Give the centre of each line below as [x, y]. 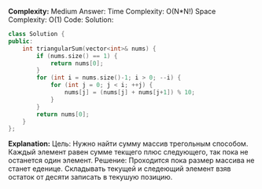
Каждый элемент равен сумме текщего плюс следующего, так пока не [128, 152]
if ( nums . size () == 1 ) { [77, 56]
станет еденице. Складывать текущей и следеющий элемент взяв [120, 169]
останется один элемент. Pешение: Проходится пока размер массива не [131, 161]
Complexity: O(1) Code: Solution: [61, 20]
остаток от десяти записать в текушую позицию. [90, 177]
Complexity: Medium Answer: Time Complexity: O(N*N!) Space [112, 11]
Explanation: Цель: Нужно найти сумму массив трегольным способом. [128, 144]
